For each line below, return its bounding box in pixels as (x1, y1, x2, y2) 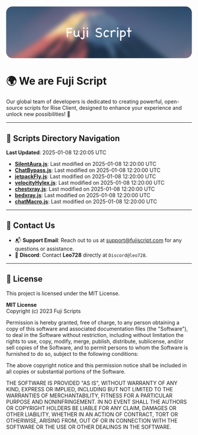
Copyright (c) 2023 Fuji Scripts (6, 308, 81, 315)
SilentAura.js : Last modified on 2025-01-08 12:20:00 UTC (14, 161, 157, 168)
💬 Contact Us (6, 221, 55, 231)
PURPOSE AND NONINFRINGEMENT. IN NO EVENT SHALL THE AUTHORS (6, 398, 187, 405)
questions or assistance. (14, 245, 75, 252)
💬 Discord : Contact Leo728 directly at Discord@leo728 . (14, 251, 147, 259)
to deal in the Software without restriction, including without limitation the (6, 331, 184, 338)
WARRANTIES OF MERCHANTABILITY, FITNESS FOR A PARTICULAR (6, 392, 173, 399)
